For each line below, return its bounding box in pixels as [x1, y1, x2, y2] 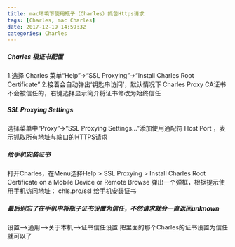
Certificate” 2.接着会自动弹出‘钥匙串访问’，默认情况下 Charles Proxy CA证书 [7, 80, 227, 88]
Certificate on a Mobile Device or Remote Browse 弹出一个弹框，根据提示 [7, 178, 220, 187]
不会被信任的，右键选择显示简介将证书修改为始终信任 [7, 89, 161, 98]
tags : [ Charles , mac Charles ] [7, 17, 96, 24]
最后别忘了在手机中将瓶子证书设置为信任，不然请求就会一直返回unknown [7, 204, 220, 213]
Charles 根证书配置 [7, 52, 64, 60]
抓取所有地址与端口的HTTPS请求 [13, 133, 108, 141]
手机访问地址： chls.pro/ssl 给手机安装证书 [13, 187, 137, 195]
